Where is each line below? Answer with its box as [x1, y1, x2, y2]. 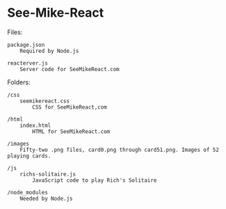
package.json [7, 41, 45, 48]
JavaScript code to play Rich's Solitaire [32, 176, 157, 184]
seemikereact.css [19, 98, 70, 104]
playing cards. [7, 152, 51, 160]
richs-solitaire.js [19, 171, 76, 178]
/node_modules [7, 189, 49, 196]
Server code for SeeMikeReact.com [19, 65, 120, 72]
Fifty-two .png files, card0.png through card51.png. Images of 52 [19, 146, 219, 153]
